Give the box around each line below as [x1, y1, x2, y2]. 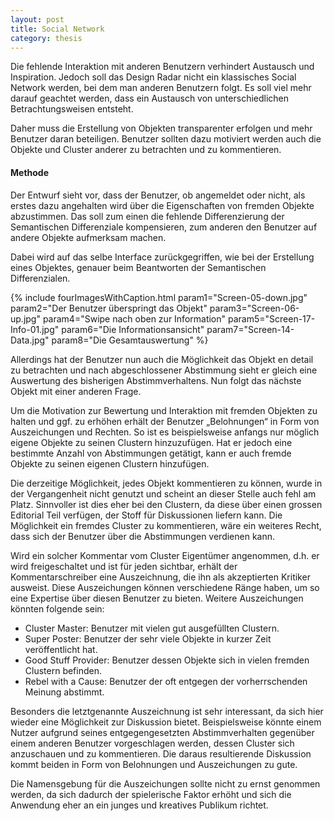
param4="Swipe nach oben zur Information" [42, 312, 227, 325]
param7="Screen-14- [206, 323, 295, 335]
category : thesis [10, 33, 83, 43]
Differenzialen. [10, 272, 71, 284]
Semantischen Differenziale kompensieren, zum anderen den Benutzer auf [10, 221, 318, 233]
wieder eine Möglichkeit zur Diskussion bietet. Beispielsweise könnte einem [10, 716, 322, 728]
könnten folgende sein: [10, 602, 105, 615]
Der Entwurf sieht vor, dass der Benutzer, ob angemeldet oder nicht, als [10, 189, 306, 201]
